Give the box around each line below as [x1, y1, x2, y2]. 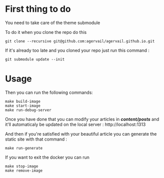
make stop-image [5, 164, 38, 169]
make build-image [5, 99, 41, 104]
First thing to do [5, 3, 71, 15]
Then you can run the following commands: [5, 89, 93, 95]
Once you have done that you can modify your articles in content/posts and [5, 116, 160, 122]
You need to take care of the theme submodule [5, 20, 101, 26]
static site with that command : [5, 136, 67, 142]
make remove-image [5, 168, 43, 173]
